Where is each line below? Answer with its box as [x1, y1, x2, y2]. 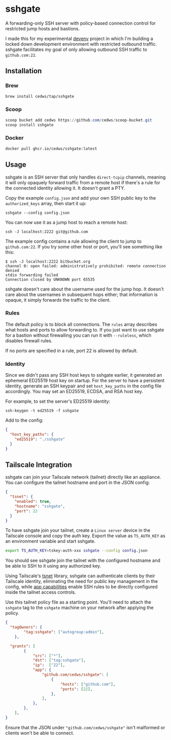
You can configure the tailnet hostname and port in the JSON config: [5, 479, 150, 485]
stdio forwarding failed [5, 272, 58, 278]
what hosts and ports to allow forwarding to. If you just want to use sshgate [5, 326, 164, 333]
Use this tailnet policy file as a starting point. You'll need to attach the [5, 599, 152, 606]
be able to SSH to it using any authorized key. [5, 563, 101, 569]
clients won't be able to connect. [5, 730, 74, 736]
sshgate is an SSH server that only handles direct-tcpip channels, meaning [5, 174, 166, 180]
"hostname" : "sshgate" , [14, 503, 66, 509]
